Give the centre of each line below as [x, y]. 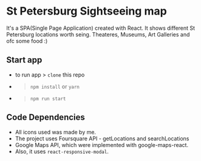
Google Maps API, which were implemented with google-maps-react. [102, 145]
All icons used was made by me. [55, 132]
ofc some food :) [27, 41]
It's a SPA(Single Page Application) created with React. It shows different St [101, 28]
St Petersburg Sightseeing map [87, 11]
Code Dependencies [46, 118]
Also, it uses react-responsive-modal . [62, 151]
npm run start [48, 98]
